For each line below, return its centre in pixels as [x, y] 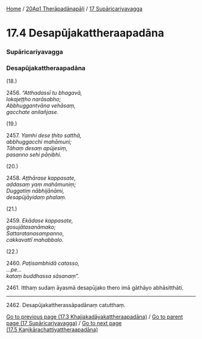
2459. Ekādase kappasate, [40, 221]
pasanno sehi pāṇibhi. [34, 155]
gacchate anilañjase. [32, 112]
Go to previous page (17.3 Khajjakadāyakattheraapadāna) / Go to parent [95, 317]
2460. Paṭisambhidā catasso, [43, 263]
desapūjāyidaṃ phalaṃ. [36, 197]
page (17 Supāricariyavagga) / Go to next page [64, 323]
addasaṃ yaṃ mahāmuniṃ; [41, 185]
